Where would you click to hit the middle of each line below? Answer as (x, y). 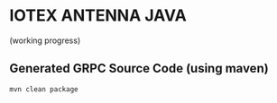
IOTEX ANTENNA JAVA (98, 16)
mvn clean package (44, 89)
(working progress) (45, 40)
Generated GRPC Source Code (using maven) (139, 69)
